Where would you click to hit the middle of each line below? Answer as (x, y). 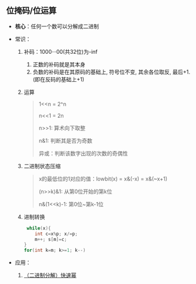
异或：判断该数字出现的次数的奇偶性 (83, 153)
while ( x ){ (39, 228)
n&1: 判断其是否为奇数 (65, 141)
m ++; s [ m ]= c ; (51, 239)
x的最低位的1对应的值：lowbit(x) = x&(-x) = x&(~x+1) (103, 179)
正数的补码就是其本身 (59, 64)
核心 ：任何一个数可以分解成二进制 (57, 26)
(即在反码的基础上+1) (59, 79)
